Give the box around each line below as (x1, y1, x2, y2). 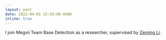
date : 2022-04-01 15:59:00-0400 (5, 12, 72, 17)
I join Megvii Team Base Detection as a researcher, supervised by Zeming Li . (5, 30, 161, 36)
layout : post (5, 7, 32, 12)
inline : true (5, 16, 32, 21)
